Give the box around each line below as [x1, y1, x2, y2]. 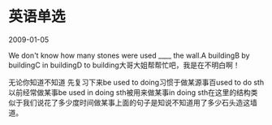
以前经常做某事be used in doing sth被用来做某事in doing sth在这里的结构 [8, 87, 252, 97]
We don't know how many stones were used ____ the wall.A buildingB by [8, 50, 250, 60]
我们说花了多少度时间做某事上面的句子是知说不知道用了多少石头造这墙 [22, 97, 257, 107]
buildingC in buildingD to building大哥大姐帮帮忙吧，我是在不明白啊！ [8, 60, 240, 70]
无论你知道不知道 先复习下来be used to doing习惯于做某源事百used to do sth [8, 77, 265, 87]
